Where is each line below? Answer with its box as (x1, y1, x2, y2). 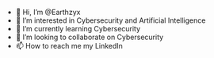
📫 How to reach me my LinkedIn (15, 42, 123, 50)
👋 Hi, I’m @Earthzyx (15, 8, 81, 16)
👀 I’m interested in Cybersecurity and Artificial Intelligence (15, 16, 206, 25)
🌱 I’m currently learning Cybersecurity (15, 24, 141, 33)
